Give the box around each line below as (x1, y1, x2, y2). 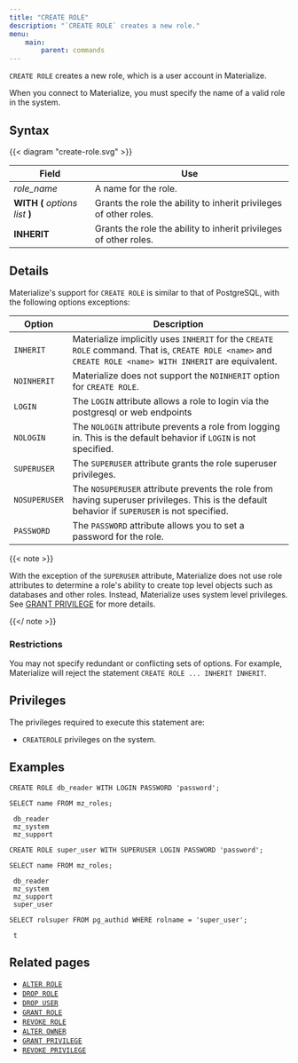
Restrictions (9, 638, 64, 650)
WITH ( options (13, 196, 78, 209)
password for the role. (72, 530, 164, 543)
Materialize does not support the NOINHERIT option (72, 369, 280, 382)
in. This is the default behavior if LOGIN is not (72, 432, 256, 444)
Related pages (9, 956, 90, 971)
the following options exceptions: (9, 297, 130, 307)
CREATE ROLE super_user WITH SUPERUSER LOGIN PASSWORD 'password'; (9, 845, 264, 854)
